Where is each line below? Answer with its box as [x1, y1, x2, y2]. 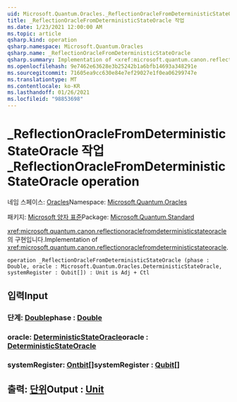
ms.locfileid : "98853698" [7, 96, 83, 103]
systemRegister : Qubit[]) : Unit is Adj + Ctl [7, 269, 150, 276]
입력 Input [7, 290, 48, 302]
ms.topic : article [7, 30, 61, 37]
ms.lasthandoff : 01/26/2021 [7, 89, 90, 96]
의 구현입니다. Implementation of [7, 235, 98, 243]
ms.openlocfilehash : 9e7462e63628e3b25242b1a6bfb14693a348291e [7, 63, 197, 70]
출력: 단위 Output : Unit [7, 384, 104, 396]
